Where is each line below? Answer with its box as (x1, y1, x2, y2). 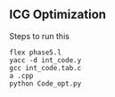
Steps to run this (9, 30, 70, 41)
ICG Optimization (9, 7, 107, 22)
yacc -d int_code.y (9, 55, 82, 65)
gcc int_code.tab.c (9, 63, 82, 72)
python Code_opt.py (9, 79, 82, 88)
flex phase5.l (9, 48, 62, 57)
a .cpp (9, 71, 34, 80)
